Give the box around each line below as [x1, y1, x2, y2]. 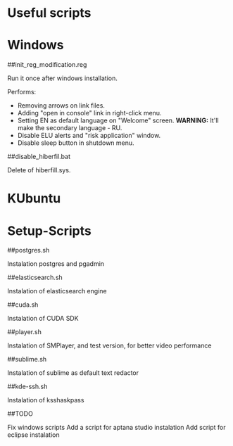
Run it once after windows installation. [7, 74, 118, 82]
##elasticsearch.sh [7, 273, 63, 282]
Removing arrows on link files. [17, 101, 106, 110]
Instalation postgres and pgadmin [7, 260, 104, 268]
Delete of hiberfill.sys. [7, 166, 71, 174]
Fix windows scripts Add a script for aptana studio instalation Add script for [7, 423, 226, 432]
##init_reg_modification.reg [7, 60, 87, 69]
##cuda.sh [7, 300, 39, 309]
